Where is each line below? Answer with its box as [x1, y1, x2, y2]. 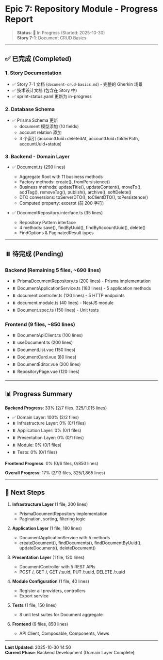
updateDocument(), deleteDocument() [19, 545, 96, 551]
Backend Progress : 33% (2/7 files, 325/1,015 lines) [5, 405, 107, 411]
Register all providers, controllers [19, 588, 86, 594]
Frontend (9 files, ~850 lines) [5, 321, 75, 328]
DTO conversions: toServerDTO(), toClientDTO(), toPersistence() [19, 194, 148, 200]
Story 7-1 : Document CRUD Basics [16, 35, 86, 41]
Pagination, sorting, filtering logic [19, 515, 86, 522]
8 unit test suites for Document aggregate [19, 612, 103, 617]
